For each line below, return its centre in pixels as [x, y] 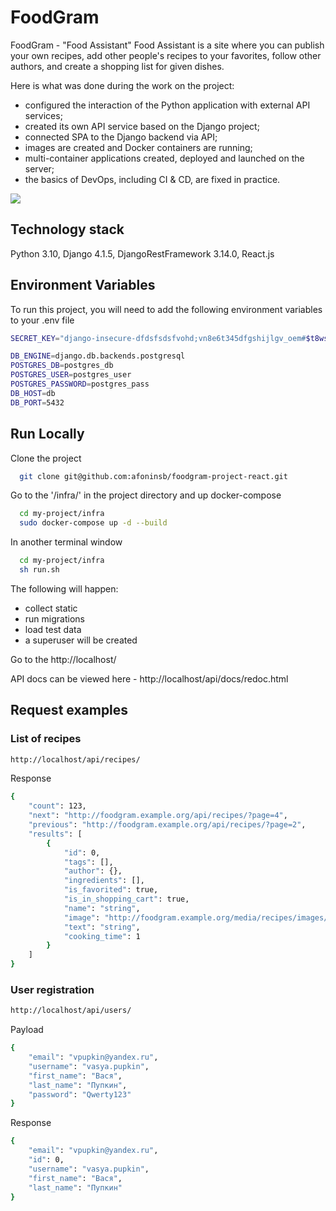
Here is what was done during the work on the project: [122, 85]
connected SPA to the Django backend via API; [121, 137]
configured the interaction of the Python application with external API [167, 105]
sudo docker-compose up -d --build [93, 523]
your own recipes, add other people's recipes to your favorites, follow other [166, 55]
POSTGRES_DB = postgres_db [62, 366]
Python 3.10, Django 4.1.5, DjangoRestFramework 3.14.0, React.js [142, 253]
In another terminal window [66, 542]
